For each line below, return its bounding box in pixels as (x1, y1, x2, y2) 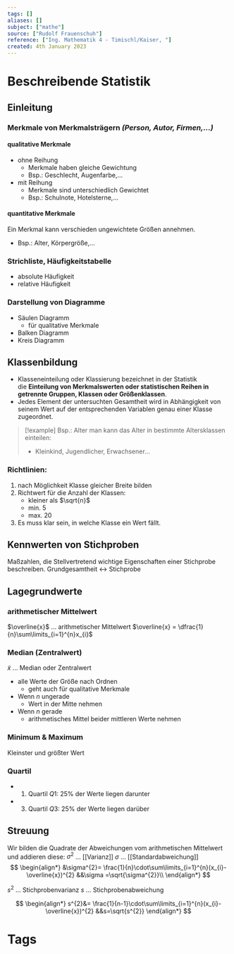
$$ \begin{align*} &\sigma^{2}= (10, 863, 102, 872)
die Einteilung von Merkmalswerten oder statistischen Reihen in (17, 382, 209, 391)
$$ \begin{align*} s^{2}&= (15, 900, 92, 908)
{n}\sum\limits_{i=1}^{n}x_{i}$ (7, 630, 93, 639)
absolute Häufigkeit (17, 272, 75, 281)
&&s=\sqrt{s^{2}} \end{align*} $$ (94, 907, 192, 915)
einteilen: (24, 434, 51, 442)
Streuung (7, 825, 49, 837)
